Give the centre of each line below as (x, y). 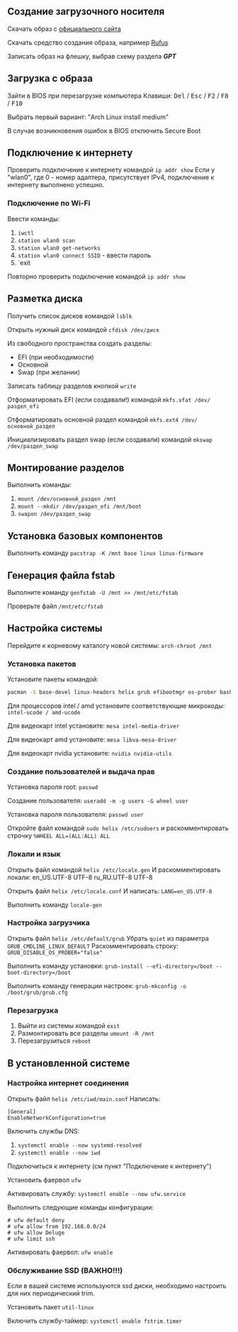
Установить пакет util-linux (51, 1307)
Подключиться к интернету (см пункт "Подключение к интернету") (109, 1166)
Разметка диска (45, 299)
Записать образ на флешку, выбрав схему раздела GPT (92, 56)
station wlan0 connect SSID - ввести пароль (84, 255)
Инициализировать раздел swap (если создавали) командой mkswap (110, 440)
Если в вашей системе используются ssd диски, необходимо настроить (117, 1286)
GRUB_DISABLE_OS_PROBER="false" (55, 953)
